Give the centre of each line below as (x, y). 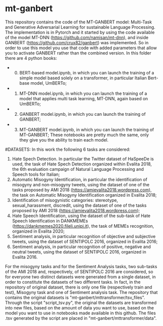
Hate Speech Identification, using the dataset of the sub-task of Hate (81, 216)
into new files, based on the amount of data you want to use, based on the (80, 308)
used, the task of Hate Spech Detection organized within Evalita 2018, (82, 164)
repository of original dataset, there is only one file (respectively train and (79, 287)
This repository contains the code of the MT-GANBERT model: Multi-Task (79, 22)
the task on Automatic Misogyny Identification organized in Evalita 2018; (84, 195)
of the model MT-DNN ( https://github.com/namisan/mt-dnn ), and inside (77, 37)
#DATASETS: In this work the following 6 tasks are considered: (68, 149)
